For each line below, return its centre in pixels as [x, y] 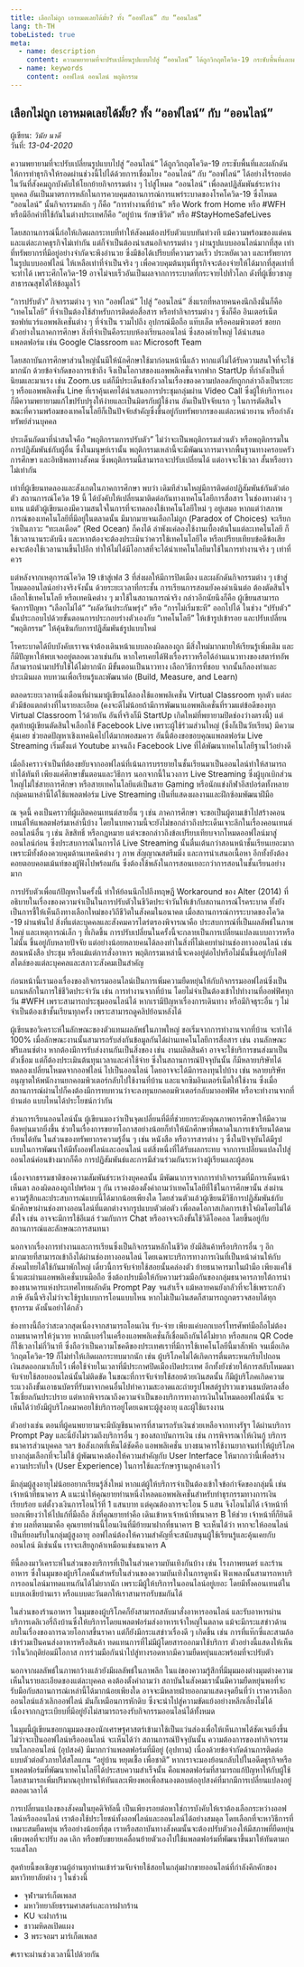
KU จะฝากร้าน [45, 1915]
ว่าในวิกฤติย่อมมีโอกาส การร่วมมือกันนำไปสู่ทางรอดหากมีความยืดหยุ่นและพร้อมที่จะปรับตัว [142, 1652]
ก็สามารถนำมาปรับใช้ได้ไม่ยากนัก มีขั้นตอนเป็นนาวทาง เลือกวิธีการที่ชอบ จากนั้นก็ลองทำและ [144, 667]
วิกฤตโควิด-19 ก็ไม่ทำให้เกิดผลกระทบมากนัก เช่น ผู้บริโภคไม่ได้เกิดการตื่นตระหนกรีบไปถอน [145, 1356]
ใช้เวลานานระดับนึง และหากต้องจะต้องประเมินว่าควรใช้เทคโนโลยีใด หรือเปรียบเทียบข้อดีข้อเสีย [148, 538]
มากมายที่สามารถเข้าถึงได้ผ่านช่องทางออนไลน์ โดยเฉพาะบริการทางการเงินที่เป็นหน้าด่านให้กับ [146, 1256]
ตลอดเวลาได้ [29, 1790]
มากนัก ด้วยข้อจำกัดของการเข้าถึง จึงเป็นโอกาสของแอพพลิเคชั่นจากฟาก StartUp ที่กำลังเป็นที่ [147, 370]
